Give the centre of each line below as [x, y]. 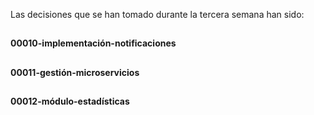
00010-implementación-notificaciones [93, 43]
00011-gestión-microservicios [75, 72]
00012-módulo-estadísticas [70, 101]
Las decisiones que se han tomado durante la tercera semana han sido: [157, 14]
